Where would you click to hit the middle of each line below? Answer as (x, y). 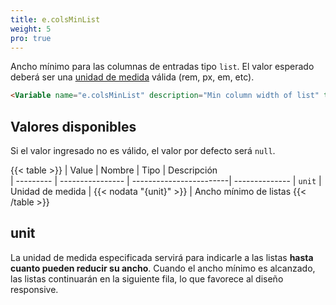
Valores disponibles (73, 126)
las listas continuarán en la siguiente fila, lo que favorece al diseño (147, 278)
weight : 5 (31, 29)
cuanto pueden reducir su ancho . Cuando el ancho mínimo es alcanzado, (163, 268)
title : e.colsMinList (55, 19)
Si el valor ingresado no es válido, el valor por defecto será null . (143, 151)
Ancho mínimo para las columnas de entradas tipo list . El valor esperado (162, 67)
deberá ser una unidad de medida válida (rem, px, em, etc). (132, 77)
